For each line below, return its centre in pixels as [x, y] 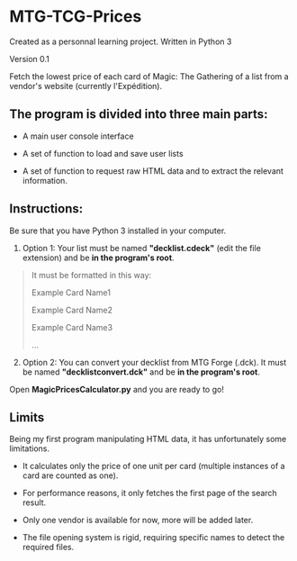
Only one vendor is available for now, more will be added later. [138, 520]
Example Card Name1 [71, 292]
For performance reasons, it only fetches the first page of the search [149, 493]
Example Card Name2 [72, 310]
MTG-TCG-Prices [76, 17]
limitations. [30, 448]
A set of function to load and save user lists [103, 153]
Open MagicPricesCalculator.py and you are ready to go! [117, 389]
